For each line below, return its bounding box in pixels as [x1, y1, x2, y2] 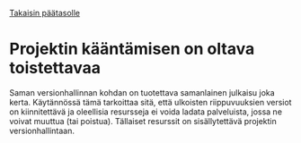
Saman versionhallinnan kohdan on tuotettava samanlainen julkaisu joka [9, 87, 276, 97]
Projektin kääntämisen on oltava [9, 39, 255, 59]
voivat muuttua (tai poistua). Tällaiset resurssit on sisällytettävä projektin [9, 115, 277, 126]
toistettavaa [9, 58, 102, 79]
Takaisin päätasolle [9, 8, 81, 18]
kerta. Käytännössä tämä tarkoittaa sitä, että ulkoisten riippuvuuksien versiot [9, 97, 292, 107]
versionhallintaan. [9, 125, 75, 136]
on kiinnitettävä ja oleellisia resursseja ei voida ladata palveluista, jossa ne [9, 106, 283, 117]
